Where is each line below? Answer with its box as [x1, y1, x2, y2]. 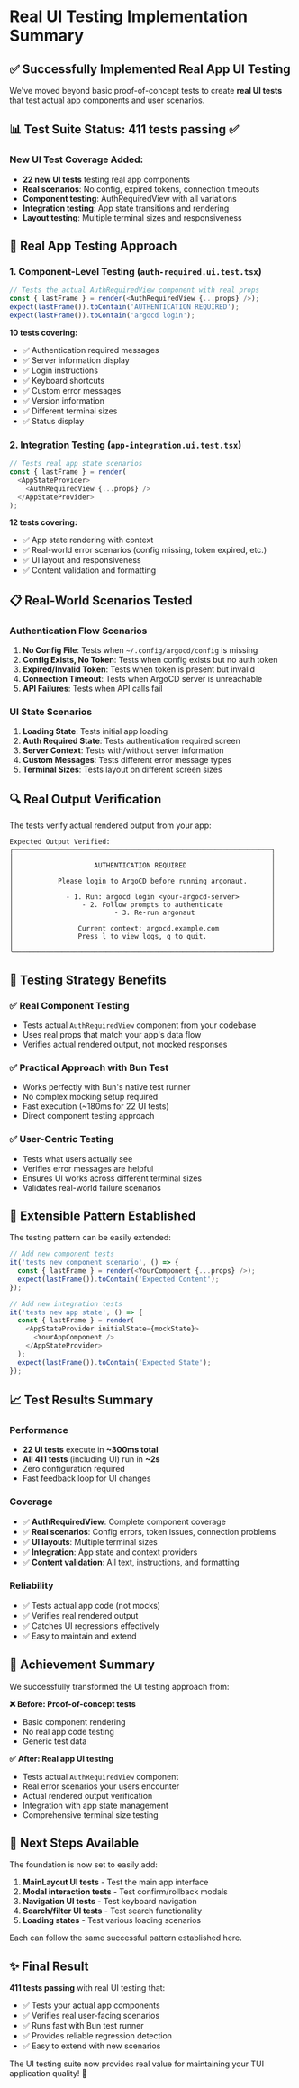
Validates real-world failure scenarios [22, 1182, 162, 1193]
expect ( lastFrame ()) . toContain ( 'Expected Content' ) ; [17, 1275, 220, 1284]
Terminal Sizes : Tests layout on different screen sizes [22, 764, 222, 776]
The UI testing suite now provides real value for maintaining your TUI [9, 2058, 264, 2069]
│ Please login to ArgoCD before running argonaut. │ [9, 876, 276, 886]
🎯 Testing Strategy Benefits [9, 972, 167, 987]
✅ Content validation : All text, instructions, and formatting [22, 1557, 240, 1567]
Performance [9, 1423, 69, 1436]
